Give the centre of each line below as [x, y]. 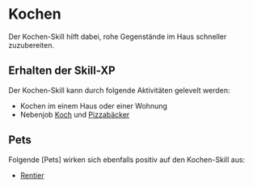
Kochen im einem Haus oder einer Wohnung [94, 105]
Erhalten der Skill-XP [62, 71]
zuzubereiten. [32, 45]
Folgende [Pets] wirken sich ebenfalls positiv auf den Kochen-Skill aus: [126, 160]
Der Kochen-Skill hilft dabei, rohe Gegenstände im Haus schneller [118, 36]
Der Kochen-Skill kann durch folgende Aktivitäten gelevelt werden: [119, 90]
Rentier [32, 175]
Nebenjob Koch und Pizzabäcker [75, 114]
